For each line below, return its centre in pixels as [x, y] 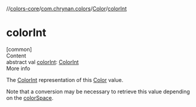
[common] [19, 49]
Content [16, 56]
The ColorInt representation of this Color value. [65, 80]
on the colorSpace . [30, 97]
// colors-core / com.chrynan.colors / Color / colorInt [67, 9]
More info [18, 68]
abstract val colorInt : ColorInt [43, 62]
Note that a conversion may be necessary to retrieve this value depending [98, 91]
